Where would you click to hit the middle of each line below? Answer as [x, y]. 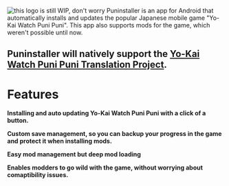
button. [18, 121]
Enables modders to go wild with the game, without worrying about [105, 167]
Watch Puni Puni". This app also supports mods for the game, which [114, 25]
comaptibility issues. [38, 175]
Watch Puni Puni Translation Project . [87, 65]
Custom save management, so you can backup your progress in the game [115, 134]
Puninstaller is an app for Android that [160, 11]
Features [33, 94]
